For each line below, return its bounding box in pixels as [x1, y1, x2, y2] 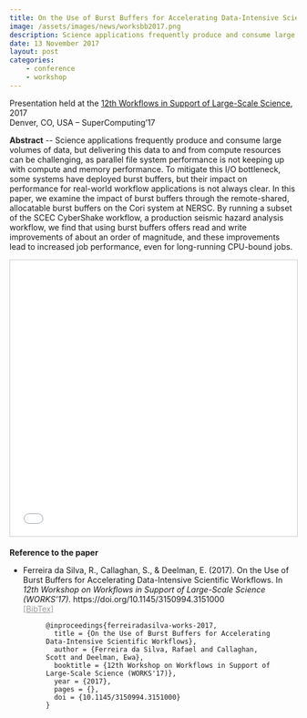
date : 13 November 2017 [9, 38, 100, 48]
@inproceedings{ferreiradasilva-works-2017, [45, 621, 218, 630]
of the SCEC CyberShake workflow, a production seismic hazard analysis [9, 211, 284, 223]
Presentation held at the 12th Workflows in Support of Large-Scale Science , [9, 97, 293, 108]
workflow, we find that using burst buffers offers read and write [9, 221, 248, 232]
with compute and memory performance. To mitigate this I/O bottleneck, [9, 163, 281, 174]
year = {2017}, [54, 676, 112, 686]
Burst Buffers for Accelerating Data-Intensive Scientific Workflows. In [22, 574, 283, 585]
